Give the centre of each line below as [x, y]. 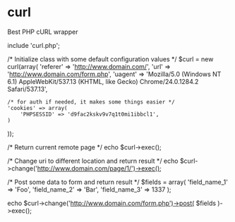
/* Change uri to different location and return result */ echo [93, 161]
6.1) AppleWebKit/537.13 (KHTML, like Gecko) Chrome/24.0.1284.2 [103, 81]
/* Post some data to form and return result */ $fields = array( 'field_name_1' [117, 182]
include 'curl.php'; [34, 45]
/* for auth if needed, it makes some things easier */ [91, 102]
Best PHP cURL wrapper [43, 32]
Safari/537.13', [28, 89]
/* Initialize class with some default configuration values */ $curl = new [110, 59]
